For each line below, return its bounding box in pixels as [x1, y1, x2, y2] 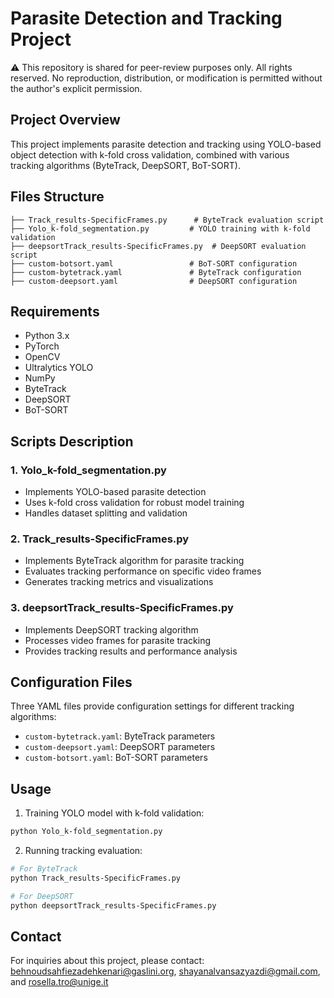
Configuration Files [10, 674, 133, 691]
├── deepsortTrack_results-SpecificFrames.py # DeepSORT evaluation [10, 241, 307, 251]
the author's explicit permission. [10, 82, 143, 94]
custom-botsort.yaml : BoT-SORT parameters [24, 752, 208, 764]
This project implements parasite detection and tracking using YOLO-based [10, 138, 322, 150]
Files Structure [10, 188, 105, 206]
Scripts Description [10, 433, 134, 450]
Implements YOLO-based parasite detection [24, 486, 207, 498]
